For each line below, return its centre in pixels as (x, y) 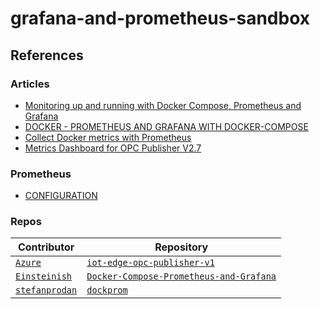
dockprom (107, 290)
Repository (181, 247)
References (47, 55)
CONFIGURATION (61, 196)
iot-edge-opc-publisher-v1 (150, 263)
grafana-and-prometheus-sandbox (160, 18)
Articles (30, 84)
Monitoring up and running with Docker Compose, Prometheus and (163, 105)
